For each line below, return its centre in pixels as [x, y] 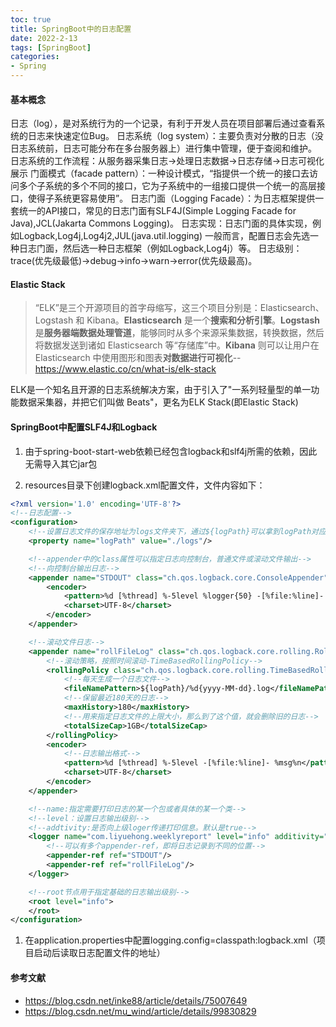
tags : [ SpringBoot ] [51, 47]
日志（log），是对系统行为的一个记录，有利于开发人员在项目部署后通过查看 [163, 123]
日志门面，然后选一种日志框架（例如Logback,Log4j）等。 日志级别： [160, 248]
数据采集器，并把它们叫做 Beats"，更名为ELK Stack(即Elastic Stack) [158, 402]
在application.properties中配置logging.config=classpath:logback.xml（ [170, 940]
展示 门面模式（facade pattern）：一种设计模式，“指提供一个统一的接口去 [160, 173]
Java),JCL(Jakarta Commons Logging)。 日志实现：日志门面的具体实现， [161, 223]
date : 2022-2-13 [44, 38]
